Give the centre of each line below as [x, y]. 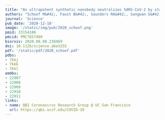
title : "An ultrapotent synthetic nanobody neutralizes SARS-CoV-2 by [79, 10]
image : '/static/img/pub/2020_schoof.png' [49, 28]
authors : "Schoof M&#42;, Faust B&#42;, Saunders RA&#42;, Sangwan [76, 14]
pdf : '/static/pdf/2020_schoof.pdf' [42, 50]
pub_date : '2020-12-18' [29, 23]
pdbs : [11, 55]
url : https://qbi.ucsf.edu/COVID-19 [47, 110]
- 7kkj [12, 60]
